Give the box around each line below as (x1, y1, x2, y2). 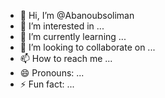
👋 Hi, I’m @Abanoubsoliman (19, 10, 135, 21)
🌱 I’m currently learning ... (19, 31, 127, 42)
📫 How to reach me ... (19, 53, 113, 64)
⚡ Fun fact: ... (19, 78, 75, 90)
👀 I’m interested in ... (19, 20, 105, 32)
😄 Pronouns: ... (19, 67, 85, 79)
